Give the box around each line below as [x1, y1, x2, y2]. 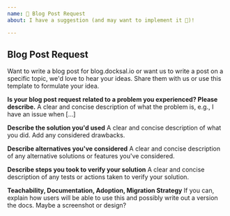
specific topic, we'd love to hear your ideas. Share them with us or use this [7, 75, 222, 83]
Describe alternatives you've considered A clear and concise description [7, 144, 221, 153]
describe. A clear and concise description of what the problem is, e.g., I [7, 102, 214, 111]
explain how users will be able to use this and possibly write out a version [7, 194, 218, 202]
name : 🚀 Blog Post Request [7, 10, 86, 17]
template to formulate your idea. [7, 82, 100, 91]
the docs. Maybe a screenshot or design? [7, 201, 127, 210]
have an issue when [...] [7, 110, 76, 118]
